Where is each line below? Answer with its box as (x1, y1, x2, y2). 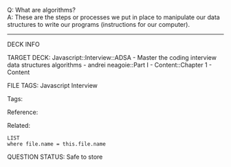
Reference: (7, 108, 38, 116)
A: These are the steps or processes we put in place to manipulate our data (7, 13, 220, 21)
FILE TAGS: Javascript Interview (7, 82, 98, 89)
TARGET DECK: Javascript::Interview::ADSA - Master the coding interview (7, 54, 217, 61)
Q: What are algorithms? (7, 6, 76, 14)
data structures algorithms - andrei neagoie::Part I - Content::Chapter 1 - (7, 61, 212, 69)
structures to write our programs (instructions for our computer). (7, 21, 190, 28)
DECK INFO (7, 41, 40, 48)
